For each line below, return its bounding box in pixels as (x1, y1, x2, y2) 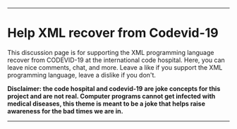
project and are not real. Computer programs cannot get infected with (7, 92, 216, 100)
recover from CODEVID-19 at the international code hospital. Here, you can (7, 56, 226, 64)
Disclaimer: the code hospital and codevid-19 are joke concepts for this (7, 84, 221, 92)
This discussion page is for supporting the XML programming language (7, 48, 214, 56)
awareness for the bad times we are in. (7, 106, 123, 115)
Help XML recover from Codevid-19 (7, 25, 219, 41)
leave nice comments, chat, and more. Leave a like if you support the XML (7, 63, 223, 71)
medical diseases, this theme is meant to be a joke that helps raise (7, 99, 206, 108)
